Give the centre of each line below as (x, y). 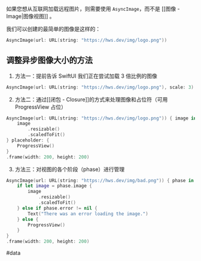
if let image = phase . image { (55, 186)
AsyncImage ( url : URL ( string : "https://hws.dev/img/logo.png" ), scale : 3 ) (100, 87)
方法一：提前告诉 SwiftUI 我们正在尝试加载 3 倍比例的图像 (86, 76)
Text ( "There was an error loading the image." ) (88, 214)
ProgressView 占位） (41, 107)
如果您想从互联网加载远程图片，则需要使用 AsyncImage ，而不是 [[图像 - (93, 9)
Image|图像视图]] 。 (31, 16)
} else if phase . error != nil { (57, 208)
